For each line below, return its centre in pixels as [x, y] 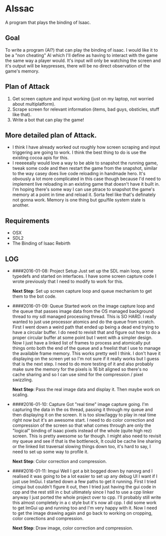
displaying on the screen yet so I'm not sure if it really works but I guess [86, 359]
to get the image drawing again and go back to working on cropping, [82, 513]
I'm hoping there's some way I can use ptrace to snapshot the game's [83, 190]
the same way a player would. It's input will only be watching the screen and [83, 61]
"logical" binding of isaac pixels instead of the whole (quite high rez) [82, 431]
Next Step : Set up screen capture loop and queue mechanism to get [82, 291]
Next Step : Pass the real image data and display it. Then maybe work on [86, 389]
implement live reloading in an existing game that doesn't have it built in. [86, 184]
